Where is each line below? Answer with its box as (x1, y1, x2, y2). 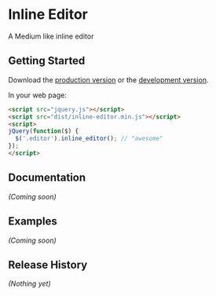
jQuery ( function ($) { (8, 127, 79, 135)
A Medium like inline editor (8, 31, 94, 41)
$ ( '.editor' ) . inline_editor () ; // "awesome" (15, 135, 163, 143)
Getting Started (8, 54, 86, 68)
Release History (8, 258, 88, 272)
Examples (8, 214, 57, 228)
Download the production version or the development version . (8, 75, 209, 84)
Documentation (8, 171, 86, 185)
